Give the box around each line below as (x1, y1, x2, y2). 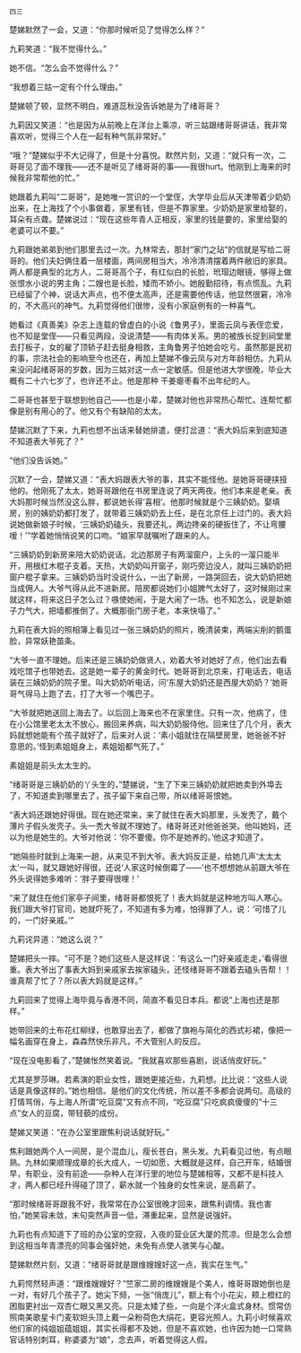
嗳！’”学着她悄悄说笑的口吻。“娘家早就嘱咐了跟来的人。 (9, 530, 215, 540)
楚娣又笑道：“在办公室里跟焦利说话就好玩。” (9, 1127, 170, 1137)
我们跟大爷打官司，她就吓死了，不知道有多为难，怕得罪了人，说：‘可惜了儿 (9, 903, 287, 914)
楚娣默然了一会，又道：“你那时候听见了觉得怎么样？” (9, 24, 205, 35)
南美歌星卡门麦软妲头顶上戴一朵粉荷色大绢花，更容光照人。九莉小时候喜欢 (16, 1312, 292, 1322)
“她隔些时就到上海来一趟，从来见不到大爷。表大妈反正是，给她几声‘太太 (9, 851, 274, 861)
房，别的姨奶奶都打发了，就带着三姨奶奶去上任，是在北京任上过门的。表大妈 (9, 508, 292, 518)
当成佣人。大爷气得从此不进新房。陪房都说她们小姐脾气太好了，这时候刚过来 (9, 583, 292, 593)
